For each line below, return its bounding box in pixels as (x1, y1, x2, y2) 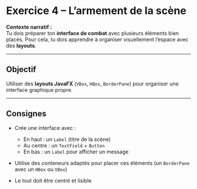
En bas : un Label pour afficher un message (23, 148, 129, 155)
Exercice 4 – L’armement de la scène (6, 4, 186, 18)
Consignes (6, 109, 47, 119)
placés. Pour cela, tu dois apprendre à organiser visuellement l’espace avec (6, 36, 189, 43)
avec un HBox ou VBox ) (14, 166, 67, 173)
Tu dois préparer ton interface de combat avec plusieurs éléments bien (6, 29, 179, 36)
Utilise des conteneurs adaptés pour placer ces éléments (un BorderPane (14, 159, 190, 166)
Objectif (6, 64, 36, 74)
